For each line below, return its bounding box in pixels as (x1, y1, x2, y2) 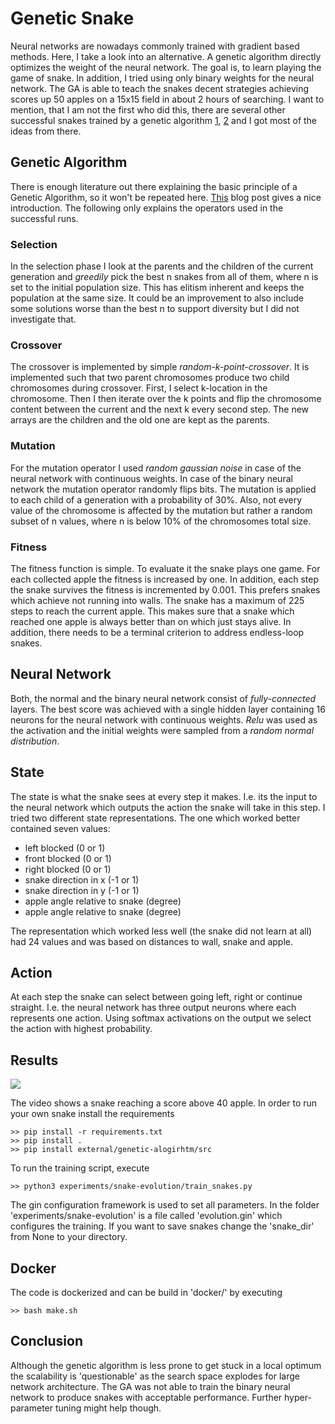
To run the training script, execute (10, 1162, 150, 1174)
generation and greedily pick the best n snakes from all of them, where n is (10, 271, 319, 283)
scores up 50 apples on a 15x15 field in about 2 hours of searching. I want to (10, 93, 325, 105)
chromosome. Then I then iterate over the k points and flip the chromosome (10, 393, 322, 405)
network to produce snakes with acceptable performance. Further (10, 1391, 283, 1403)
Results (10, 1052, 59, 1069)
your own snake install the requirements (10, 1108, 175, 1120)
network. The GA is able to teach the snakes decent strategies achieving (10, 82, 310, 94)
